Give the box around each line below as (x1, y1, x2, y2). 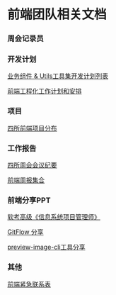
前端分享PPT (7, 195, 51, 205)
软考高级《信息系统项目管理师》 (7, 213, 100, 221)
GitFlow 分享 (7, 228, 44, 236)
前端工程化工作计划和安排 (7, 87, 82, 96)
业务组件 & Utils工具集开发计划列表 (7, 72, 109, 80)
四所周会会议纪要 (7, 161, 57, 169)
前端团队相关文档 (7, 6, 108, 23)
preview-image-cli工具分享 (7, 243, 86, 252)
